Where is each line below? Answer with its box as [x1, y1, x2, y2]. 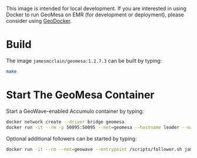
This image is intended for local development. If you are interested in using [6, 5, 186, 12]
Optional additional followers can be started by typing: [6, 135, 137, 142]
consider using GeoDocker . [6, 18, 72, 24]
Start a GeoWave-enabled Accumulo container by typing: [6, 108, 144, 115]
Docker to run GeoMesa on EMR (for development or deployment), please [6, 11, 184, 18]
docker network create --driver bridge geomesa [6, 119, 125, 125]
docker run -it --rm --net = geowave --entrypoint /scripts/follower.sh [6, 146, 182, 152]
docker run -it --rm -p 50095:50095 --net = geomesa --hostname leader [6, 124, 180, 130]
